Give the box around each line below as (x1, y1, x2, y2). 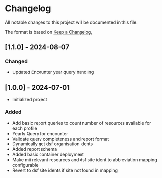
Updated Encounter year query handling (12, 69, 94, 75)
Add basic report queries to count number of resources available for (12, 120, 152, 126)
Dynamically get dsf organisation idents (12, 141, 93, 147)
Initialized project (12, 97, 48, 103)
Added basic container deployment (12, 151, 84, 157)
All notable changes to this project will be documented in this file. (5, 19, 138, 25)
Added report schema (12, 146, 57, 152)
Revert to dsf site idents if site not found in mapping (12, 167, 118, 173)
